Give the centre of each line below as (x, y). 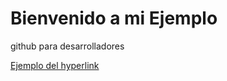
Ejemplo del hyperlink (55, 65)
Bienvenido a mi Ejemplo (114, 18)
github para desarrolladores (67, 46)
